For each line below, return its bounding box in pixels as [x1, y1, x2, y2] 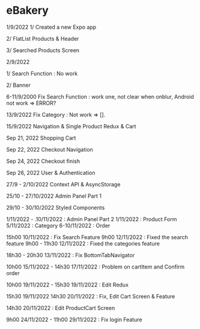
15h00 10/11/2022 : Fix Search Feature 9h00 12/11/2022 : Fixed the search [6, 233, 188, 240]
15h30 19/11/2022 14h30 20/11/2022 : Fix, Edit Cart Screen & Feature [6, 292, 175, 300]
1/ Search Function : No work [6, 70, 78, 77]
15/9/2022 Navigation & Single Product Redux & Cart [6, 122, 136, 129]
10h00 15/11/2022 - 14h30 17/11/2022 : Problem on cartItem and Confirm [6, 263, 185, 270]
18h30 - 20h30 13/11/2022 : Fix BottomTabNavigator [6, 251, 135, 258]
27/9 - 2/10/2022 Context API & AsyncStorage [6, 180, 121, 188]
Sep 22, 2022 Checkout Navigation [6, 146, 93, 153]
